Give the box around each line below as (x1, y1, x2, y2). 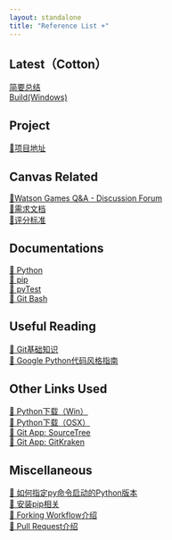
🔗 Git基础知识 (9, 344, 59, 354)
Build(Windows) (9, 92, 69, 103)
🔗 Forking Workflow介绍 (9, 510, 98, 520)
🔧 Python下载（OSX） (9, 417, 91, 428)
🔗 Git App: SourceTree (9, 428, 91, 438)
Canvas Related (9, 169, 98, 184)
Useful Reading (9, 319, 96, 335)
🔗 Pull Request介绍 (9, 521, 78, 532)
